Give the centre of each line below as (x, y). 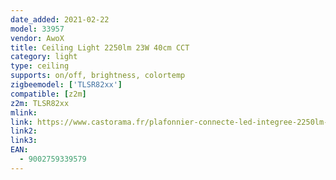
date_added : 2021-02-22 (60, 19)
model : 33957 (37, 29)
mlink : (24, 112)
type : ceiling (40, 66)
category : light (44, 57)
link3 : (24, 141)
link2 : (24, 131)
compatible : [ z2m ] (48, 94)
